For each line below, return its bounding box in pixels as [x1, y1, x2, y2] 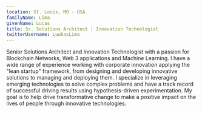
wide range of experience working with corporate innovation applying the [6, 61, 190, 69]
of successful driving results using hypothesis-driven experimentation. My [6, 87, 192, 94]
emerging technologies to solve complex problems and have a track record [6, 80, 194, 88]
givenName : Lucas [6, 20, 50, 26]
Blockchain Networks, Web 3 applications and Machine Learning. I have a [6, 55, 190, 62]
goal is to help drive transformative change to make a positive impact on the [6, 94, 197, 101]
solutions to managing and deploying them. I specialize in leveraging [6, 74, 178, 81]
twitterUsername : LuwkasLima [6, 32, 80, 38]
